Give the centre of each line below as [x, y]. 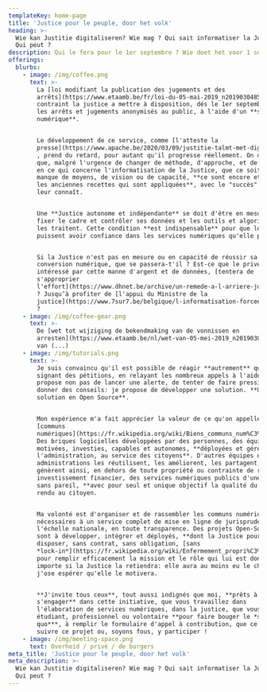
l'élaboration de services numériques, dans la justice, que [140, 609]
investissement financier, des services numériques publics [138, 478]
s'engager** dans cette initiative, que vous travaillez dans [142, 602]
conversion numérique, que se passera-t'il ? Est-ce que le [138, 264]
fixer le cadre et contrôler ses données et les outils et [137, 221]
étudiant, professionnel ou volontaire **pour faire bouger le [143, 617]
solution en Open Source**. [83, 398]
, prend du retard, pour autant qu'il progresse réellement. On [145, 155]
